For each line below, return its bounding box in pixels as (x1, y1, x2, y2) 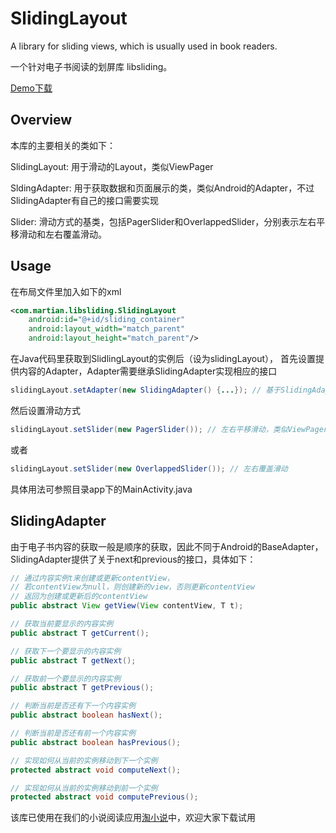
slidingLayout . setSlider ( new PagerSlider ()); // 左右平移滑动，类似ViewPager (10, 424, 328, 434)
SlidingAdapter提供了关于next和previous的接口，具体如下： (10, 553, 257, 565)
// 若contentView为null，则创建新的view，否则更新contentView (10, 582, 255, 592)
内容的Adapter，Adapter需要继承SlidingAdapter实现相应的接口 (18, 365, 278, 377)
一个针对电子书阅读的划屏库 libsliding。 (10, 60, 173, 72)
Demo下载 (10, 82, 53, 94)
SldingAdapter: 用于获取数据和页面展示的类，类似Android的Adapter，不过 (10, 182, 315, 194)
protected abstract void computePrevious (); (10, 792, 199, 802)
